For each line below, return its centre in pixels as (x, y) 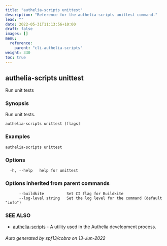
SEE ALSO (18, 215)
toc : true (16, 57)
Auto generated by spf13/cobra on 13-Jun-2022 (55, 238)
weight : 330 (18, 52)
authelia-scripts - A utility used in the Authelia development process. (84, 227)
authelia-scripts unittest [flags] (43, 124)
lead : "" (14, 19)
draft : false (19, 29)
